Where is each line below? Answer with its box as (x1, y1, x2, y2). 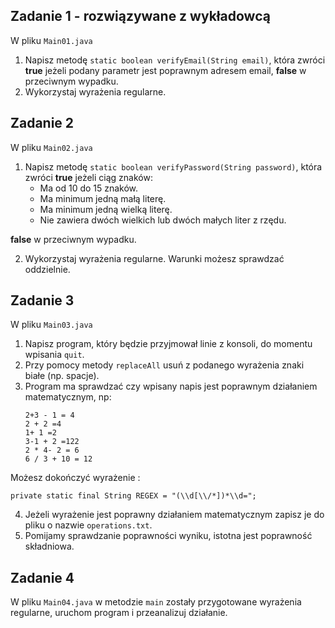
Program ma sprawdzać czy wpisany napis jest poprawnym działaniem (24, 380, 318, 393)
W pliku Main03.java (10, 319, 93, 331)
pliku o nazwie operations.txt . (24, 519, 153, 531)
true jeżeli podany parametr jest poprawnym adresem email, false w (24, 64, 307, 76)
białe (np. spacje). (24, 370, 100, 382)
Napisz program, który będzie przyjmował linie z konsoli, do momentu (24, 338, 313, 350)
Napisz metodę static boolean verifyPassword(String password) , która (24, 160, 323, 173)
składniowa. (24, 540, 75, 553)
